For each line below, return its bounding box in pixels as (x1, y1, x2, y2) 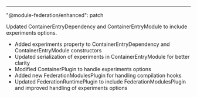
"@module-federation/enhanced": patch (6, 12, 104, 18)
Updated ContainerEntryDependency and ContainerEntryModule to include (6, 23, 188, 30)
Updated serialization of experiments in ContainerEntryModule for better (14, 53, 190, 60)
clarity (14, 59, 30, 66)
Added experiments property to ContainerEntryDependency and (14, 41, 170, 48)
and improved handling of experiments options (14, 85, 128, 91)
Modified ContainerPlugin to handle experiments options (14, 66, 151, 72)
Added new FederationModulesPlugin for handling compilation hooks (14, 72, 182, 79)
